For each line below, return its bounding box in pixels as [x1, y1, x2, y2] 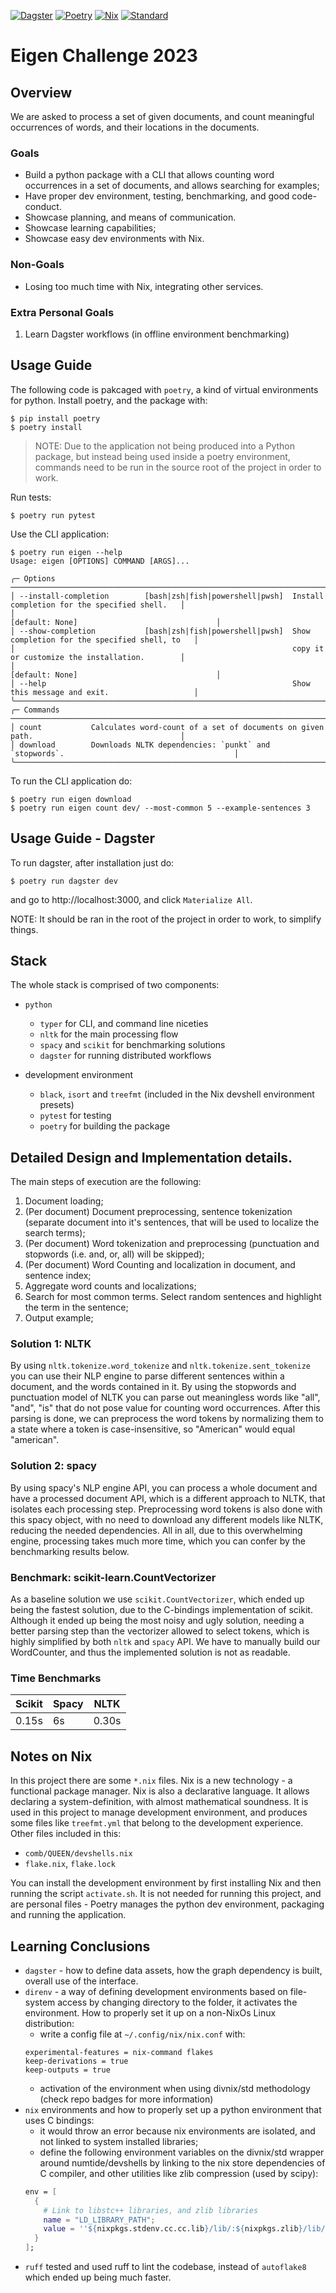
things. [10, 923, 39, 935]
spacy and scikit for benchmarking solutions [39, 1039, 226, 1051]
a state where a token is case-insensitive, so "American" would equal [10, 1423, 296, 1435]
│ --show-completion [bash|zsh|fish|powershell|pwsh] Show [10, 626, 311, 636]
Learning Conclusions [10, 1938, 151, 1955]
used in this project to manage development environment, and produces [10, 1806, 308, 1819]
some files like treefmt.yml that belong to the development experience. [10, 1817, 304, 1829]
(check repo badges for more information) [39, 2093, 214, 2105]
